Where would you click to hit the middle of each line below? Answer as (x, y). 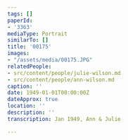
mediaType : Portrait (38, 34)
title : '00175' (30, 47)
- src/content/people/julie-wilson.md (64, 73)
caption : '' (25, 86)
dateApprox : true (33, 100)
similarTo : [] (28, 40)
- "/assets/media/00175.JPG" (50, 60)
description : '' (31, 112)
